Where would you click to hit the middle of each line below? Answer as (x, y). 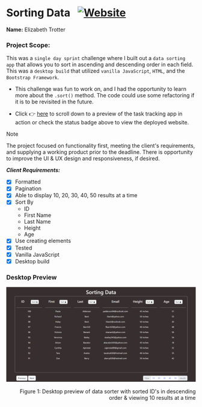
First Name (38, 215)
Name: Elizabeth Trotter (36, 29)
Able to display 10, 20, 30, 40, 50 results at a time (76, 195)
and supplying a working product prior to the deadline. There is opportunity (100, 152)
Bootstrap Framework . (33, 78)
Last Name (37, 222)
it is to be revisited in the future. (54, 102)
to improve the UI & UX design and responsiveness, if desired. (83, 159)
